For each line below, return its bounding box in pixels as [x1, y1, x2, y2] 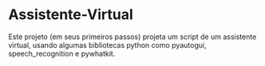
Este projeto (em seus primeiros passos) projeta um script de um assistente [8, 32, 257, 41]
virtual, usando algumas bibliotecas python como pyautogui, [8, 40, 207, 49]
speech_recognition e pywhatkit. [8, 49, 116, 58]
